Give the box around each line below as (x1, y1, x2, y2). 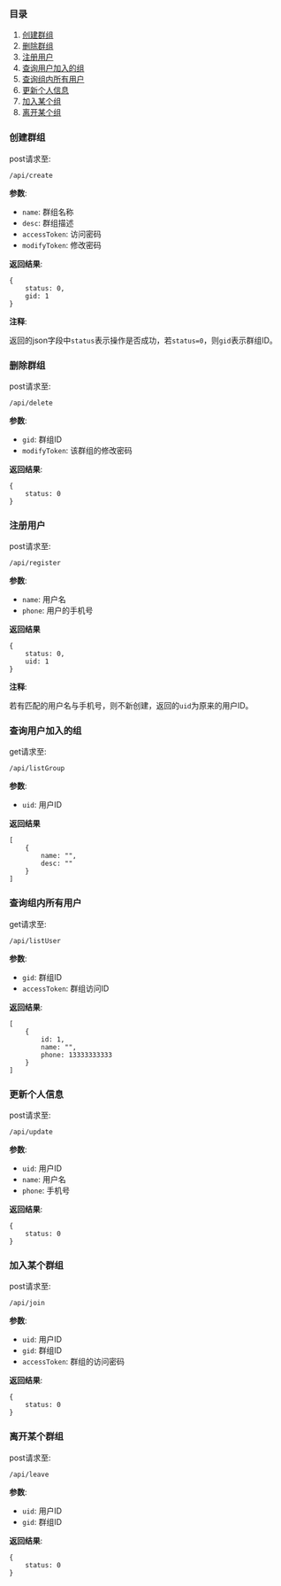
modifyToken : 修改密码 (21, 239, 102, 250)
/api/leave (9, 1470, 49, 1479)
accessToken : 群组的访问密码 (21, 1357, 125, 1367)
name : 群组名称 (21, 206, 74, 217)
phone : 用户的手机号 (21, 605, 94, 616)
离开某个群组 (9, 1430, 65, 1443)
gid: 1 (25, 291, 49, 300)
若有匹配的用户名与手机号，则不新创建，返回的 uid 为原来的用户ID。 (9, 700, 254, 711)
